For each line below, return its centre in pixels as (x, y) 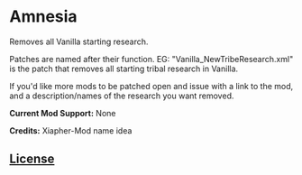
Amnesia (44, 17)
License (32, 159)
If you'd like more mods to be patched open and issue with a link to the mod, (151, 86)
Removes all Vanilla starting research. (79, 41)
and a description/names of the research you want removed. (122, 96)
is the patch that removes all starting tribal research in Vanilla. (124, 69)
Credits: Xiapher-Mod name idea (71, 130)
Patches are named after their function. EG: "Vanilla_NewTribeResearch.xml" (151, 59)
